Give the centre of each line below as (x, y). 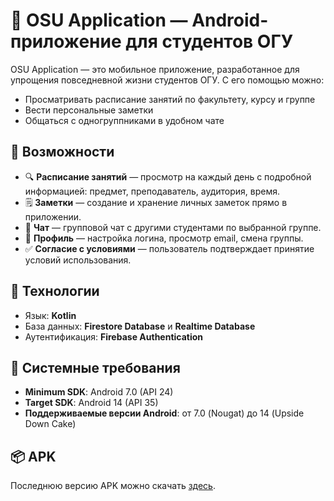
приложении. (53, 216)
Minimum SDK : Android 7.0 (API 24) (99, 392)
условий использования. (78, 260)
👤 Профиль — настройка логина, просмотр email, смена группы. (164, 238)
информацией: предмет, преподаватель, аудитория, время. (152, 191)
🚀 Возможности (62, 152)
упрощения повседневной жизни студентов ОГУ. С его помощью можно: (167, 80)
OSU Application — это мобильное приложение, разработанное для (155, 69)
